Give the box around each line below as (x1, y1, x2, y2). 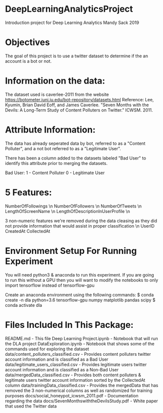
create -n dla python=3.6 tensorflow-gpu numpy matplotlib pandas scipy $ (5, 297, 156, 303)
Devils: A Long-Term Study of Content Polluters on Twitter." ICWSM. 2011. (5, 107, 153, 113)
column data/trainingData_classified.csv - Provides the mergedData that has (5, 382, 159, 388)
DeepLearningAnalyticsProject (5, 3, 133, 15)
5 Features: (5, 187, 52, 198)
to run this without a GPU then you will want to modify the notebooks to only (5, 277, 159, 283)
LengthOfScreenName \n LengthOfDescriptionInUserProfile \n (5, 208, 130, 214)
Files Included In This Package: (5, 319, 134, 330)
